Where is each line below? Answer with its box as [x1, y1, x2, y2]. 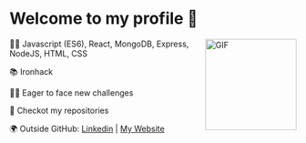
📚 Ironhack [9, 66, 53, 77]
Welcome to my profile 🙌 [9, 8, 199, 29]
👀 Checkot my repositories [9, 105, 109, 116]
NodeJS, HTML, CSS [9, 47, 88, 58]
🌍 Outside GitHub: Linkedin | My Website [9, 123, 166, 134]
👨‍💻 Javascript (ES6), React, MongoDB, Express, [9, 38, 189, 49]
